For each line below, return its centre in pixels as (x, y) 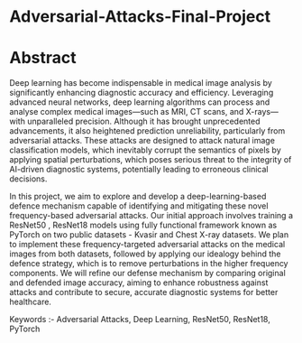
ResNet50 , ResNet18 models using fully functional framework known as (143, 225)
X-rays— (262, 112)
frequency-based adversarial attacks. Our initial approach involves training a (151, 216)
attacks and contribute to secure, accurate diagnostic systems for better (144, 292)
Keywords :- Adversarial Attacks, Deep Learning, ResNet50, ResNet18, (140, 320)
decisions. (28, 179)
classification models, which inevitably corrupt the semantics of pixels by (145, 150)
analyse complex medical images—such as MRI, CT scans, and (127, 112)
